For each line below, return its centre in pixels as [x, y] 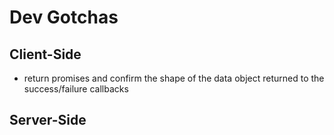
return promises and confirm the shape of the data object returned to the [174, 78]
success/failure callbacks [76, 89]
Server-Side [48, 120]
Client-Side [45, 54]
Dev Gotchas [64, 17]
